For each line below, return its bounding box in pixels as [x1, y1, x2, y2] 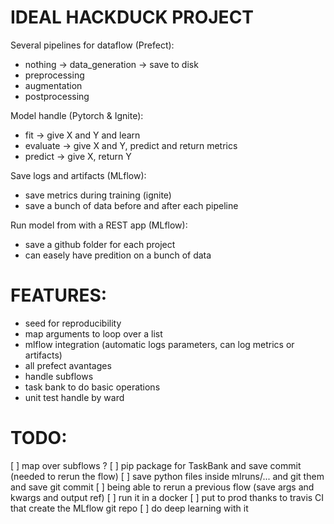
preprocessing [24, 69, 85, 81]
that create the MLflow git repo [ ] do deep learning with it [10, 502, 249, 514]
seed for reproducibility [24, 317, 122, 329]
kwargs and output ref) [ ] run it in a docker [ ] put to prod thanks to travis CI [10, 491, 325, 503]
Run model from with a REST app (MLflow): [10, 219, 188, 231]
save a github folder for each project [24, 238, 176, 250]
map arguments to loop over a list [24, 327, 163, 340]
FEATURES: [10, 284, 108, 307]
